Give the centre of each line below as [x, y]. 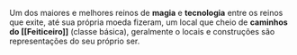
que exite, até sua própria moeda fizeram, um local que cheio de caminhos [148, 22]
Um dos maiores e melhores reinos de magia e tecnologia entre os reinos [146, 13]
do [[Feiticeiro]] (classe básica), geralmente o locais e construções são [142, 31]
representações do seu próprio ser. [75, 41]
